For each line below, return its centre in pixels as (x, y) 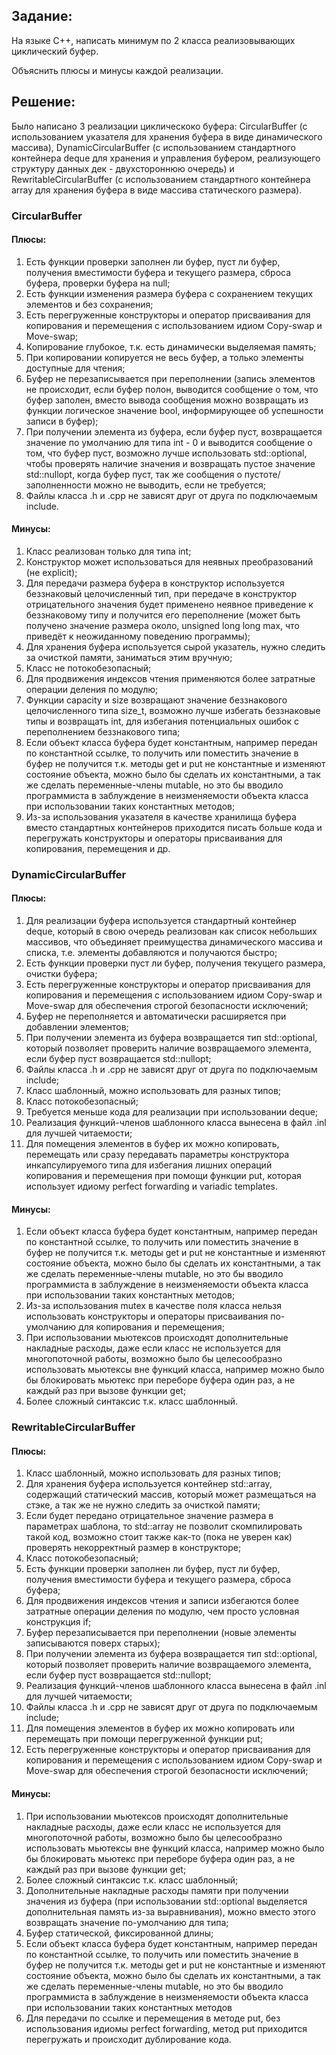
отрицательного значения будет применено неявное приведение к (169, 604)
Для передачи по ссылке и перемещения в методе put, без (153, 2018)
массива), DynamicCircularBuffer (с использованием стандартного (153, 147)
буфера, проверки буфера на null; (98, 283)
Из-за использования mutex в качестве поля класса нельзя (153, 1306)
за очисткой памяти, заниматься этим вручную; (129, 657)
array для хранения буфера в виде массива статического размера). (157, 190)
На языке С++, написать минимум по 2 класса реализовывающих (153, 40)
